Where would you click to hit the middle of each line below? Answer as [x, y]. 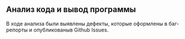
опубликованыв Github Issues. [71, 30]
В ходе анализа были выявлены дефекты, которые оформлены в [87, 23]
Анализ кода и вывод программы [71, 10]
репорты [17, 30]
